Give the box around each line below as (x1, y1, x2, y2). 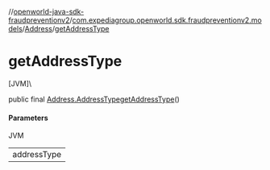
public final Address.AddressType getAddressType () (8, 94, 180, 104)
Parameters (8, 113, 48, 122)
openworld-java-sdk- (13, 7, 85, 16)
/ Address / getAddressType (22, 24, 110, 33)
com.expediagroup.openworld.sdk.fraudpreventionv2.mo (72, 15, 262, 25)
